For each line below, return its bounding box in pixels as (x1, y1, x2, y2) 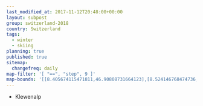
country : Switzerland (6, 25, 61, 32)
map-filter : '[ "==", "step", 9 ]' (6, 71, 96, 77)
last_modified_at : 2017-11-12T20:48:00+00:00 (6, 8, 123, 15)
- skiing (11, 43, 34, 49)
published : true (6, 54, 47, 60)
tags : (6, 31, 20, 38)
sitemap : (6, 59, 28, 65)
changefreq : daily (11, 65, 59, 71)
